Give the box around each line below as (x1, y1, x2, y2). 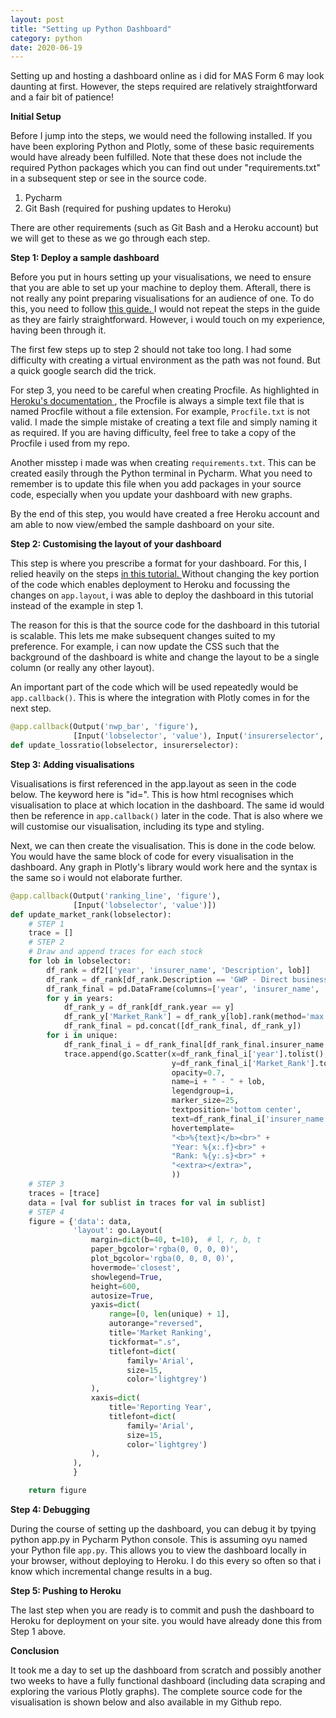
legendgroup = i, (171, 1086, 235, 1096)
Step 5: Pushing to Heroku (10, 1584, 122, 1596)
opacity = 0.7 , (171, 1067, 226, 1078)
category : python (10, 33, 83, 43)
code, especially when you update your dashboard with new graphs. (10, 489, 293, 501)
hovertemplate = (171, 1123, 235, 1133)
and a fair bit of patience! (10, 91, 115, 103)
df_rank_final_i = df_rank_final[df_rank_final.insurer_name (63, 1039, 325, 1050)
